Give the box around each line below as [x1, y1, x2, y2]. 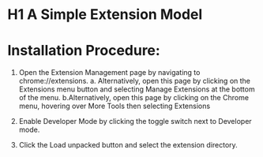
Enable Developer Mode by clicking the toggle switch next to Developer [18, 117, 252, 126]
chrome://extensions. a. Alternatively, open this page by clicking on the [18, 77, 250, 86]
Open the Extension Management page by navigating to [18, 68, 201, 77]
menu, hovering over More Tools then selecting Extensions [18, 101, 211, 111]
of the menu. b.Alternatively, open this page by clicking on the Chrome [18, 93, 250, 103]
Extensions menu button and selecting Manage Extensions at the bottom [18, 84, 255, 94]
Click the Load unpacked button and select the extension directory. [18, 140, 238, 150]
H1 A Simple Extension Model [7, 6, 203, 24]
